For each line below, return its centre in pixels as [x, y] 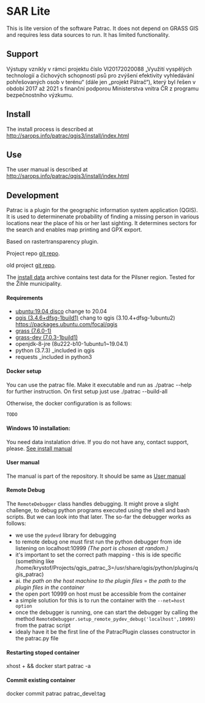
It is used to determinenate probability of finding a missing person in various [103, 217]
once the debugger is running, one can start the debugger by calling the [106, 612]
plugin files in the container [50, 588]
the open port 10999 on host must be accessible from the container [101, 594]
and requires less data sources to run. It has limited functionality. [88, 34]
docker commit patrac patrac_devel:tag [56, 694]
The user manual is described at [47, 169]
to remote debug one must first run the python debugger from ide [98, 542]
